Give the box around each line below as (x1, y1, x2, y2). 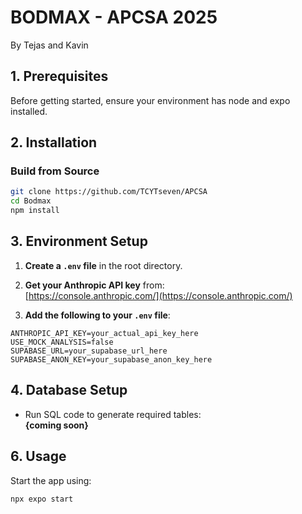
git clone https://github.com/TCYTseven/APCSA (10, 187, 208, 197)
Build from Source (10, 164, 100, 178)
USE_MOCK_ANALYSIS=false (10, 337, 114, 347)
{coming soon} (24, 419, 89, 431)
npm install (10, 206, 60, 216)
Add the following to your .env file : (24, 309, 171, 321)
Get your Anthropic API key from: (24, 279, 165, 291)
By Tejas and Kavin (10, 39, 89, 51)
